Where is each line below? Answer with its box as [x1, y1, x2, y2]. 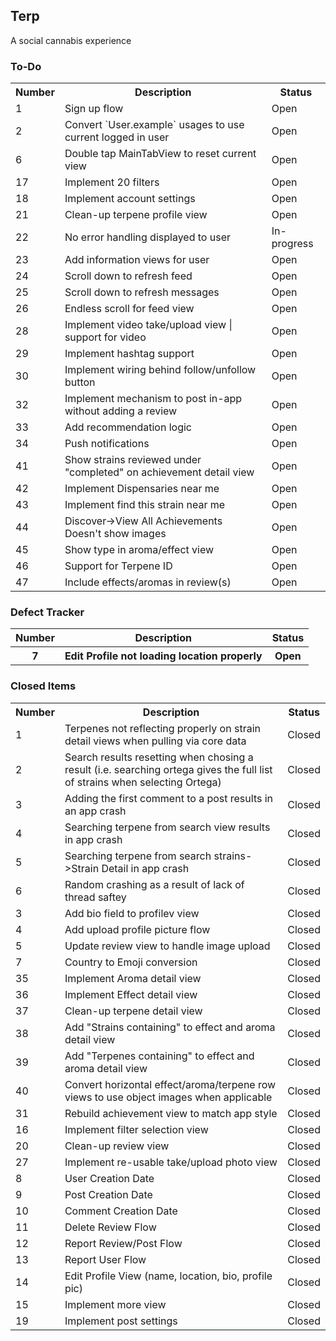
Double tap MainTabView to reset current [64, 147, 257, 161]
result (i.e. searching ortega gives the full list [64, 762, 273, 776]
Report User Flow [64, 1252, 147, 1266]
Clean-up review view [64, 1139, 170, 1153]
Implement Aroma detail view [64, 971, 202, 985]
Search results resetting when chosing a [64, 750, 254, 764]
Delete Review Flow [64, 1220, 157, 1234]
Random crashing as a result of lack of [64, 877, 245, 891]
